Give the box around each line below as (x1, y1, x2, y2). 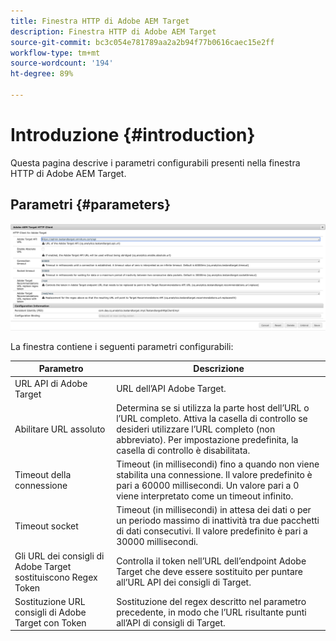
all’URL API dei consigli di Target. (116, 576, 252, 589)
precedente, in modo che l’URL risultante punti (116, 606, 307, 618)
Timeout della (14, 469, 72, 481)
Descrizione (193, 363, 245, 375)
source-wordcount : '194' (10, 58, 114, 69)
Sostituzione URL (14, 595, 86, 607)
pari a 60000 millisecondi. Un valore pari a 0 (116, 480, 300, 492)
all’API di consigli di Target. (116, 616, 226, 629)
